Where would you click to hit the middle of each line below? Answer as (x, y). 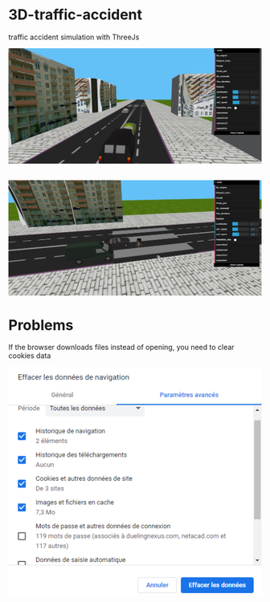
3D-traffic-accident (76, 15)
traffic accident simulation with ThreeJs (74, 37)
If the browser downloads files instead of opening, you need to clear (121, 348)
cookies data (30, 356)
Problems (41, 325)
